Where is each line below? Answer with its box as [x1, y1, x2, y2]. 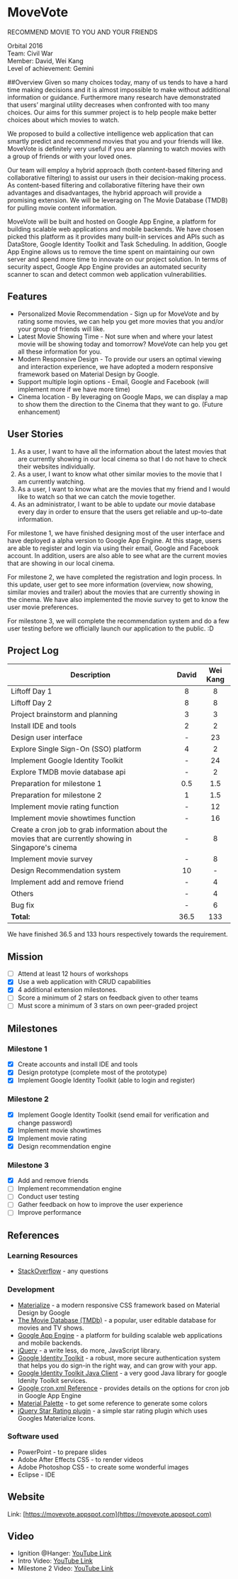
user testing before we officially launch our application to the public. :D [7, 624, 214, 633]
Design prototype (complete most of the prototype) [17, 1068, 168, 1076]
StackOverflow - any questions [17, 1267, 108, 1275]
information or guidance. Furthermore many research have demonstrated [7, 93, 221, 102]
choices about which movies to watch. [7, 115, 120, 124]
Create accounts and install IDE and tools [17, 1060, 138, 1069]
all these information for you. [17, 347, 102, 356]
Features [7, 290, 47, 302]
